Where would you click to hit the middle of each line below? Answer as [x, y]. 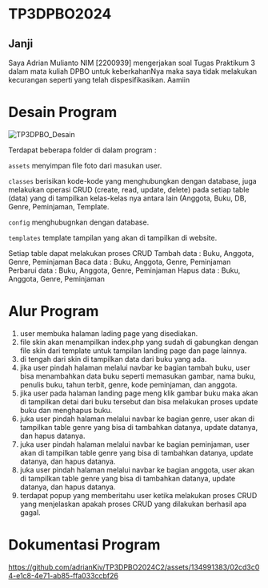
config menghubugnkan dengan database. [79, 222]
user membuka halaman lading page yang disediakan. [109, 333]
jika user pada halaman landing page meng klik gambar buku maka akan [139, 393]
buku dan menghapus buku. [66, 410]
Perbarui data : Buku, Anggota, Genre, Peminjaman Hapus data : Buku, [124, 270]
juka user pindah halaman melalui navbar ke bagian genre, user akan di [137, 419]
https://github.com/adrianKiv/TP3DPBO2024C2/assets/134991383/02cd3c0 [134, 567]
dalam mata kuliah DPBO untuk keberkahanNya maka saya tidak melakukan [133, 71]
